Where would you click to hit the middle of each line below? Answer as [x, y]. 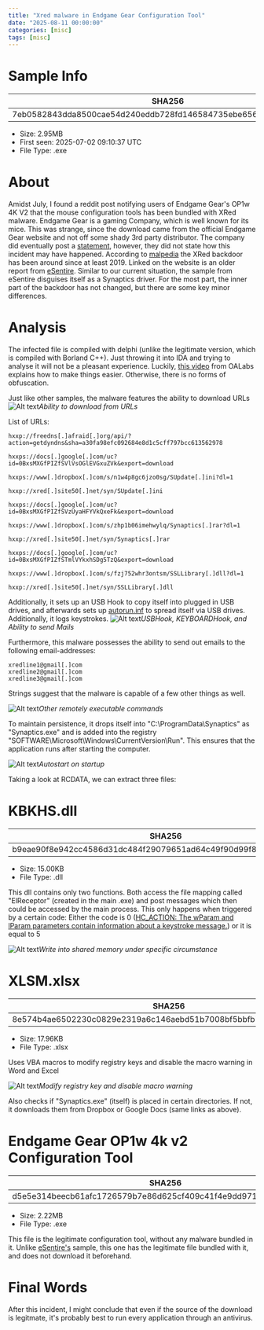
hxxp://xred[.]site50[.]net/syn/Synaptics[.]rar [89, 539]
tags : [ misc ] [29, 37]
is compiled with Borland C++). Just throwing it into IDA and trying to [119, 358]
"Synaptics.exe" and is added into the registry [82, 733]
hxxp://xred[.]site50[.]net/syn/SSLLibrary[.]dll [91, 588]
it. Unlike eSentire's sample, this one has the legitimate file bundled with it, [128, 1247]
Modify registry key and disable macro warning [116, 1086]
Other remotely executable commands [101, 709]
